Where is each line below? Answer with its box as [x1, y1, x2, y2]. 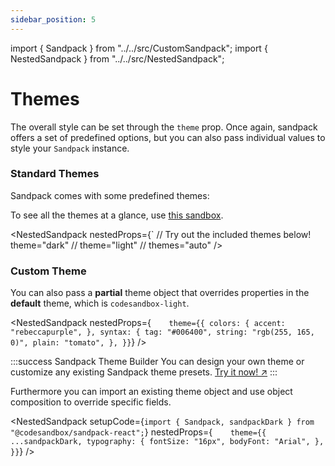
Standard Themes [10, 167, 100, 181]
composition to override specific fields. [10, 396, 172, 408]
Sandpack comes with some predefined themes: [10, 189, 210, 201]
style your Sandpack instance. [10, 142, 130, 154]
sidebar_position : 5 [10, 14, 97, 25]
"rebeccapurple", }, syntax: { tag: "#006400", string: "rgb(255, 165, [10, 327, 315, 338]
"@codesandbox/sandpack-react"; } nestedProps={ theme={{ [10, 426, 267, 438]
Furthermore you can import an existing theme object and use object [10, 386, 293, 398]
